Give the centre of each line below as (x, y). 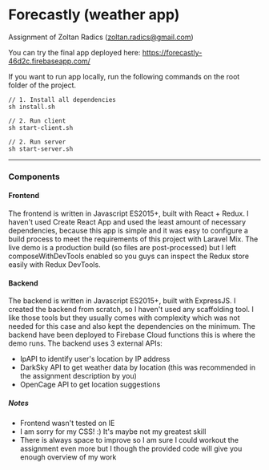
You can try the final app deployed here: (74, 52)
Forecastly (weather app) (94, 15)
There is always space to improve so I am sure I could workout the (129, 440)
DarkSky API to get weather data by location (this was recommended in (138, 367)
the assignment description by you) (78, 376)
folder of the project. (42, 85)
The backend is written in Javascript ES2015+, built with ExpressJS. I (122, 301)
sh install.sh (32, 107)
